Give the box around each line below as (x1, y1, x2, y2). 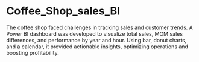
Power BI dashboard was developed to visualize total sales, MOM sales (6, 30, 183, 37)
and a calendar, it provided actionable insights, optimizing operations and (6, 43, 189, 50)
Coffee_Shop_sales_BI (6, 4, 121, 18)
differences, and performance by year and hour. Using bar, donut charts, (6, 36, 187, 44)
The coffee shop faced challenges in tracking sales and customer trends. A (6, 24, 193, 31)
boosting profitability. (6, 49, 59, 56)
